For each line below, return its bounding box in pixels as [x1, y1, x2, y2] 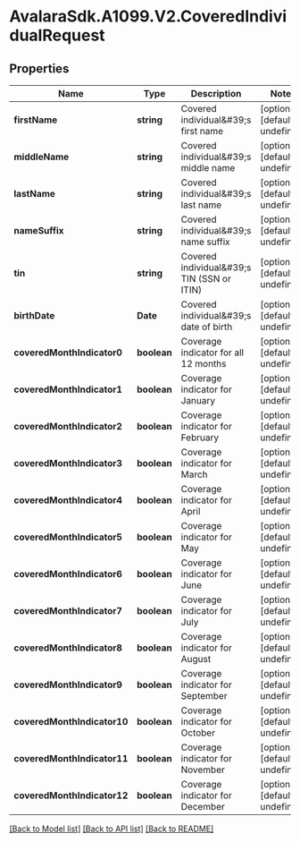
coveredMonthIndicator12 [13, 789, 129, 802]
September [180, 690, 228, 702]
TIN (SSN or [180, 273, 232, 285]
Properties [9, 61, 70, 76]
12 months [180, 358, 227, 370]
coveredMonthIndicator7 [13, 605, 123, 617]
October [180, 727, 216, 739]
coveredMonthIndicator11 [13, 753, 129, 764]
